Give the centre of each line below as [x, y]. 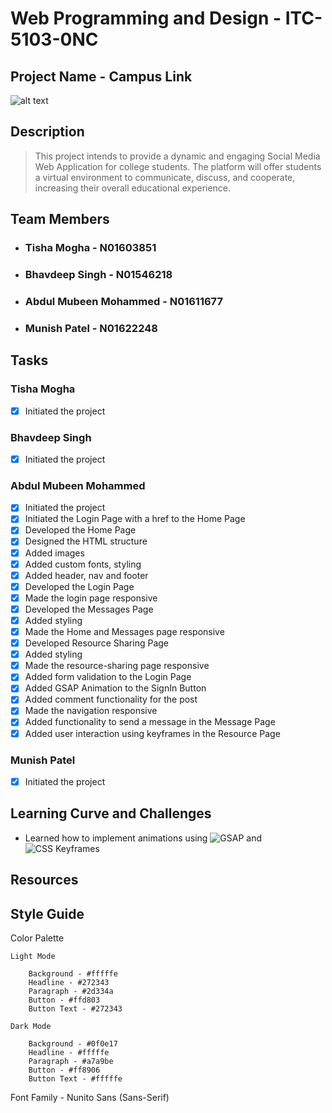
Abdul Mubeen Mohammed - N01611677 [123, 301]
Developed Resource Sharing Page [96, 643]
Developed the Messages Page [89, 609]
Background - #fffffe [73, 973]
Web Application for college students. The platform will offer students [178, 166]
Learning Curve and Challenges [111, 813]
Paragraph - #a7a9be [71, 1061]
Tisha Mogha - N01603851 [90, 248]
